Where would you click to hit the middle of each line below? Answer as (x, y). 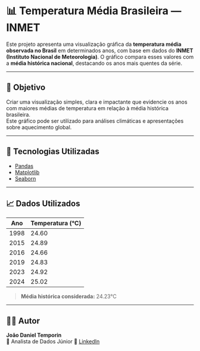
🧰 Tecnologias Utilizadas (53, 152)
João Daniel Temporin (34, 335)
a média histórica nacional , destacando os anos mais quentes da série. (94, 63)
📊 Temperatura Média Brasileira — (94, 11)
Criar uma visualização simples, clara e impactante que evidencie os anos (97, 102)
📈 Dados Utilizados (43, 204)
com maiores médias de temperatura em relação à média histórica (87, 108)
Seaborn (25, 178)
